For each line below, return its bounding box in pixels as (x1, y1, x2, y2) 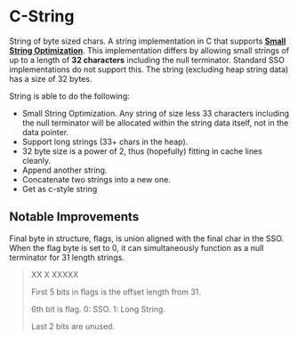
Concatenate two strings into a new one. (21, 174, 171, 184)
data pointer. (21, 126, 69, 137)
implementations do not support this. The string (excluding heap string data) (9, 64, 289, 75)
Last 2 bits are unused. (30, 320, 116, 331)
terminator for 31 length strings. (9, 252, 125, 262)
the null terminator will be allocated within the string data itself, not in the (21, 117, 289, 128)
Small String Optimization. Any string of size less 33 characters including (21, 108, 290, 118)
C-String (9, 6, 75, 27)
